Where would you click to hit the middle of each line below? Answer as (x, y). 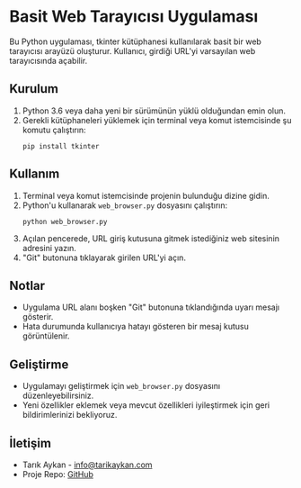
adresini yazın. (49, 248)
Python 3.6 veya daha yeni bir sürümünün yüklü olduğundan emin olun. (154, 111)
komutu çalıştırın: (54, 130)
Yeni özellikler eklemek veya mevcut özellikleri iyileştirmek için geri (146, 405)
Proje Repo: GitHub (58, 474)
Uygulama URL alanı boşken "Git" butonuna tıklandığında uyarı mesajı (151, 307)
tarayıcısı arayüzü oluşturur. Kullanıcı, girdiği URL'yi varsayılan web (133, 50)
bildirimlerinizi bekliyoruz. (70, 415)
